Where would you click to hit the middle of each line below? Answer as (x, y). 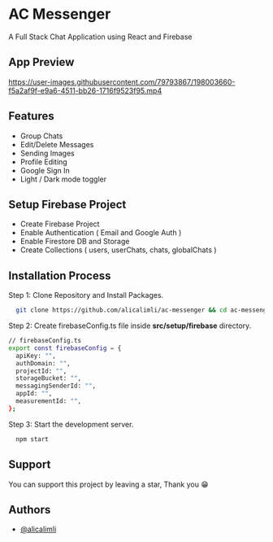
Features (31, 116)
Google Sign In (45, 170)
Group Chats (41, 136)
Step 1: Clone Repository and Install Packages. (86, 295)
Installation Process (60, 275)
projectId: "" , (41, 371)
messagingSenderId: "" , (56, 386)
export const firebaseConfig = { (65, 348)
